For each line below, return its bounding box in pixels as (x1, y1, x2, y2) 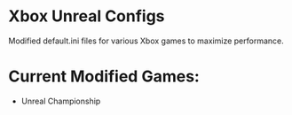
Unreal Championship (20, 96, 101, 106)
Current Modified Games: (8, 66, 201, 87)
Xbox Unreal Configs (8, 6, 165, 27)
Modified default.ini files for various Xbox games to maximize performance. (8, 35, 285, 46)
